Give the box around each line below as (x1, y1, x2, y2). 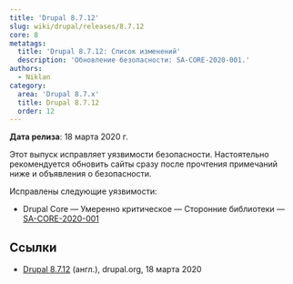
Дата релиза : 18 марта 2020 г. (9, 131, 129, 142)
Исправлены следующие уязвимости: (9, 186, 157, 197)
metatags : (9, 38, 47, 48)
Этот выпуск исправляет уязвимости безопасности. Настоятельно (9, 149, 270, 160)
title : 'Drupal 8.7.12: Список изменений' (17, 47, 181, 56)
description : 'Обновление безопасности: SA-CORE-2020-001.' (17, 56, 250, 65)
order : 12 (17, 106, 55, 116)
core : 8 (9, 30, 39, 39)
